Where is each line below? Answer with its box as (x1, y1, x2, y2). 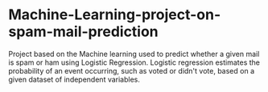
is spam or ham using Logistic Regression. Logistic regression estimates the (8, 58, 260, 67)
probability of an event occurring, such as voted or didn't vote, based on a (8, 66, 255, 75)
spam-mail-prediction (8, 22, 159, 41)
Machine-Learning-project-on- (8, 6, 221, 24)
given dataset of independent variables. (8, 74, 141, 84)
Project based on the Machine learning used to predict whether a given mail (8, 49, 260, 58)
